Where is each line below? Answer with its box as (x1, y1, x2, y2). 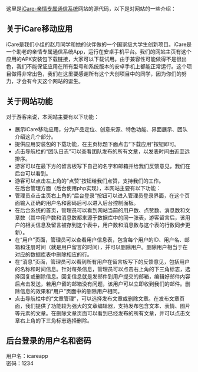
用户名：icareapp (6, 353, 48, 360)
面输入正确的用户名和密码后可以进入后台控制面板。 (14, 199, 139, 206)
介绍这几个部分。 (14, 133, 57, 140)
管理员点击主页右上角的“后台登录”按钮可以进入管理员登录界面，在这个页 (14, 192, 190, 199)
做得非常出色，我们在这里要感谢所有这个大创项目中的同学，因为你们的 (11, 70, 181, 77)
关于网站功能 (6, 97, 53, 107)
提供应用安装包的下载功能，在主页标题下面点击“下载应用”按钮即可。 (14, 140, 180, 147)
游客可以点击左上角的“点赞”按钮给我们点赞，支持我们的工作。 (14, 177, 164, 184)
